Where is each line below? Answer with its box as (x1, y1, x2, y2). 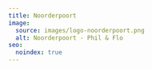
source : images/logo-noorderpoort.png (15, 26, 146, 34)
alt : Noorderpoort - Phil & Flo (15, 33, 124, 42)
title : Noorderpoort (8, 11, 78, 20)
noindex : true (15, 48, 62, 56)
